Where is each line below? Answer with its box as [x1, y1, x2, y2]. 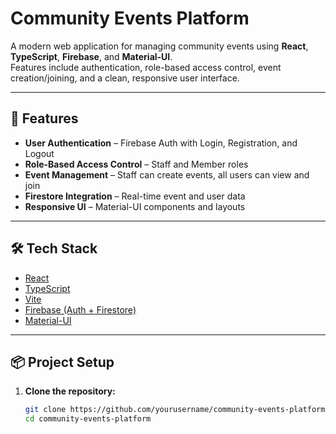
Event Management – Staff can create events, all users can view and [24, 168, 310, 181]
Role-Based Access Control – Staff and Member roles [24, 158, 249, 170]
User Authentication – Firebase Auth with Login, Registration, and [24, 137, 298, 149]
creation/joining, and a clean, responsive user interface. [10, 72, 240, 84]
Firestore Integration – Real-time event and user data [24, 190, 246, 202]
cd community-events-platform [24, 414, 152, 424]
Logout [24, 147, 55, 159]
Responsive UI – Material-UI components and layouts [24, 200, 246, 212]
